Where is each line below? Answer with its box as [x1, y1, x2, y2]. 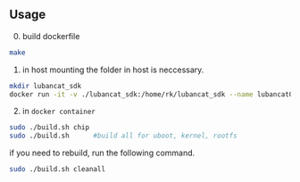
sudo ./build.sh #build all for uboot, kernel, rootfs [9, 131, 238, 141]
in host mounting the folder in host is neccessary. [21, 64, 204, 75]
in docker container [21, 106, 96, 117]
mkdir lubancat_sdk [9, 81, 82, 90]
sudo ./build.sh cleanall [9, 165, 105, 174]
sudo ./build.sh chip [9, 123, 90, 132]
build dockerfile [21, 30, 80, 41]
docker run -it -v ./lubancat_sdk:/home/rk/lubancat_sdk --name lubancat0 [9, 89, 294, 99]
